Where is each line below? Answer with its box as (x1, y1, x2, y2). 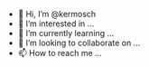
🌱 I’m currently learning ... (17, 28, 115, 38)
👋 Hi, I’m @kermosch (17, 9, 97, 19)
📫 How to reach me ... (17, 48, 102, 58)
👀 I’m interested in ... (17, 18, 95, 29)
